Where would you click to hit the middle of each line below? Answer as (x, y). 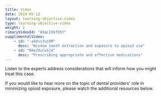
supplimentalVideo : (25, 37)
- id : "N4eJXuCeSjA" (35, 50)
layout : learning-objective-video (40, 19)
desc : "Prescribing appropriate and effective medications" (80, 55)
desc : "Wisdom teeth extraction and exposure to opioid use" (81, 46)
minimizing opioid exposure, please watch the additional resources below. (79, 89)
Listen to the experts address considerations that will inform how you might (81, 69)
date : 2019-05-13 (23, 14)
